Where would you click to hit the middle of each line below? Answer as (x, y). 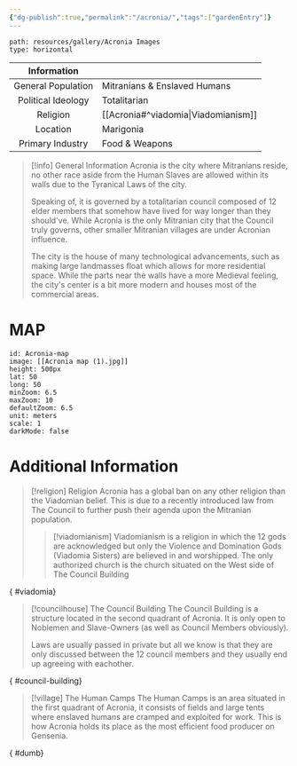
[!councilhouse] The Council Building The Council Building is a (145, 608)
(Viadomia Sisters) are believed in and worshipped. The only (163, 555)
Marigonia (123, 129)
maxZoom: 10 (31, 400)
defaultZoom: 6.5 (41, 408)
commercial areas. (65, 294)
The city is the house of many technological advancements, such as (155, 256)
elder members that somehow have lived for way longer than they (151, 210)
